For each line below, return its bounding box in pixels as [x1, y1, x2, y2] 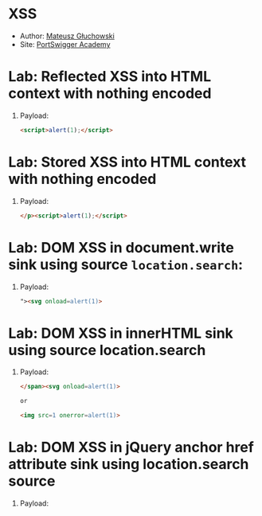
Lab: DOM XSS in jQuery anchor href [8, 439, 255, 456]
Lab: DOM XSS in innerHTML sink [8, 324, 233, 342]
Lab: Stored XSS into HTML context [8, 153, 247, 171]
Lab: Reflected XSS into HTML [8, 68, 212, 86]
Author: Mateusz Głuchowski [19, 31, 115, 41]
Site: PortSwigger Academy [19, 39, 111, 49]
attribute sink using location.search [8, 455, 249, 474]
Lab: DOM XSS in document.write [8, 238, 235, 256]
